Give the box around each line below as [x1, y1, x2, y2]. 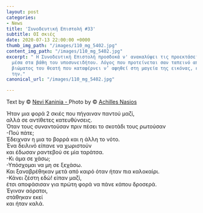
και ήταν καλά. [6, 200, 44, 208]
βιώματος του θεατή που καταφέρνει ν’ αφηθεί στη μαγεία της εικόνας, [11, 65, 193, 71]
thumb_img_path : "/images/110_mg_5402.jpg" [6, 43, 118, 49]
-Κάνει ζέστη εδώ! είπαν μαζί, [6, 174, 82, 182]
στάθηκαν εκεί [6, 194, 43, 201]
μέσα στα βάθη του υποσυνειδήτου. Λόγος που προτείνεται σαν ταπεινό [11, 59, 190, 65]
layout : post [6, 8, 39, 15]
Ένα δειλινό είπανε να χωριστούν [6, 142, 92, 149]
